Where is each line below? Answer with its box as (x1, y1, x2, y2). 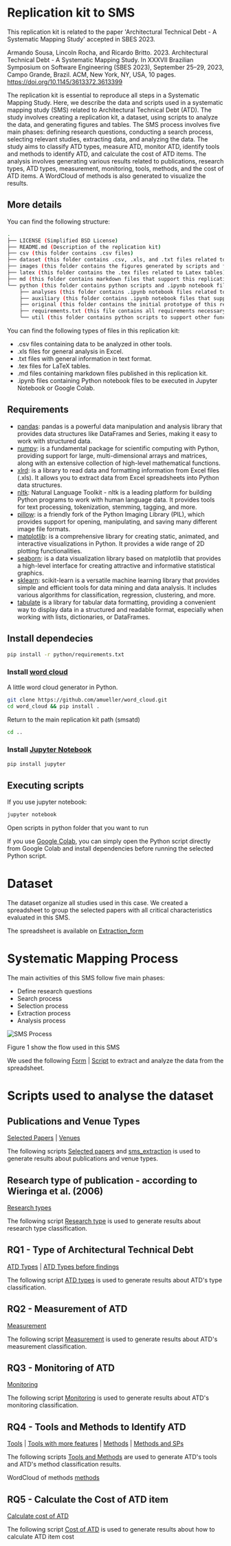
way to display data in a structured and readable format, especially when (16, 605, 223, 613)
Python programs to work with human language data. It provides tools (16, 495, 215, 504)
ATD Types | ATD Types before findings (7, 1262, 119, 1271)
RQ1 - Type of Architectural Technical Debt (7, 1244, 194, 1256)
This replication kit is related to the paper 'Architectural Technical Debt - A (7, 28, 217, 36)
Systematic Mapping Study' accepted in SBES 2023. (7, 34, 156, 43)
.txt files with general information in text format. (16, 355, 153, 363)
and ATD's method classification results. (7, 1460, 122, 1469)
